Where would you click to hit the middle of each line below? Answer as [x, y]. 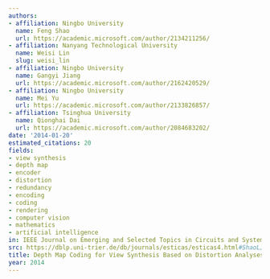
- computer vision [39, 218]
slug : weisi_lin [43, 61]
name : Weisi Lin [43, 53]
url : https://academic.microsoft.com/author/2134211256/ [113, 38]
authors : [23, 16]
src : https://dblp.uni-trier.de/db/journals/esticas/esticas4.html [124, 248]
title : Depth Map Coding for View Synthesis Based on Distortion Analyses [136, 255]
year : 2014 [27, 262]
